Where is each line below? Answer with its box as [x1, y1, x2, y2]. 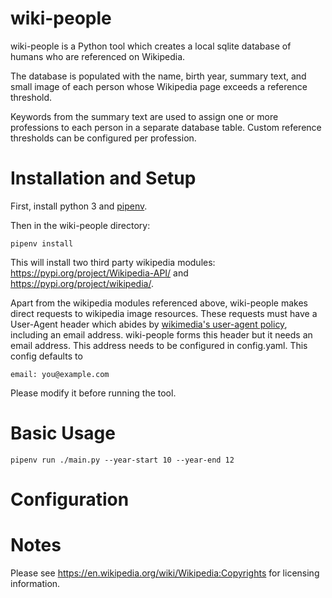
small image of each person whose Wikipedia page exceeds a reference [10, 80, 308, 92]
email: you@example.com [10, 369, 110, 379]
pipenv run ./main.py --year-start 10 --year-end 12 [10, 455, 235, 465]
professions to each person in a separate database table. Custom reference [10, 121, 322, 133]
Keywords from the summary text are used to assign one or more [10, 110, 279, 122]
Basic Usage [10, 422, 116, 445]
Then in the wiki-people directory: [10, 219, 151, 231]
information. [10, 577, 61, 589]
